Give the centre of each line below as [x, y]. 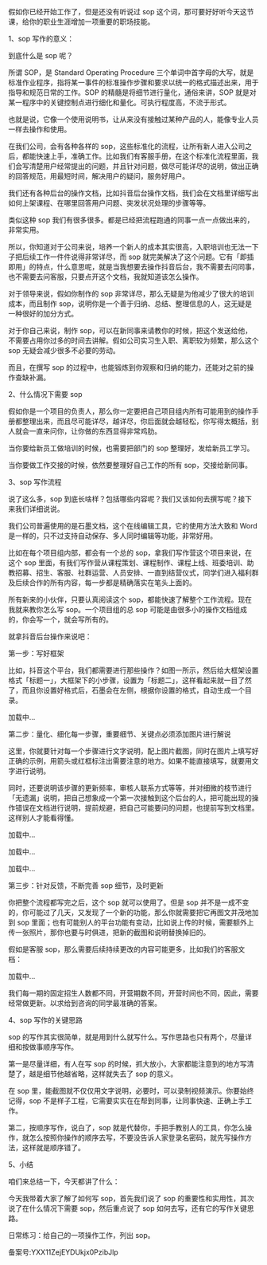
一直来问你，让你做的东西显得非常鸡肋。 [95, 431]
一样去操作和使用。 [40, 129]
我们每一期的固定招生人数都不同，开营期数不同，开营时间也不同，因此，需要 [133, 993]
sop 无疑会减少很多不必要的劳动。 [64, 350]
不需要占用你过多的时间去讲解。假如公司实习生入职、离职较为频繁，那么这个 [133, 340]
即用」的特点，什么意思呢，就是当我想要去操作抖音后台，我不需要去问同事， [133, 267]
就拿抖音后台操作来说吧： [50, 636]
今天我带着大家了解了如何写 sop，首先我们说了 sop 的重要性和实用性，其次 [131, 1198]
